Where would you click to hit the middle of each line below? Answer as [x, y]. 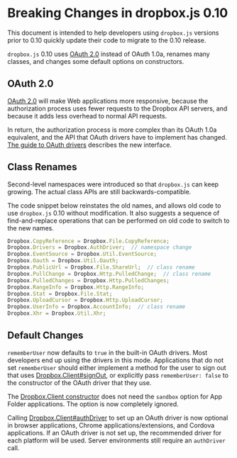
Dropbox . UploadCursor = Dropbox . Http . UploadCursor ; [85, 300]
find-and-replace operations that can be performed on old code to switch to [118, 220]
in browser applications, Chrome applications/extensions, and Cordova [111, 425]
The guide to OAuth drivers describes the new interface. [90, 145]
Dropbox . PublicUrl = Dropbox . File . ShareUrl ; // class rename [101, 267]
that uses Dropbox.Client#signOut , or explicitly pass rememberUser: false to [118, 375]
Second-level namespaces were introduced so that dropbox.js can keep [113, 184]
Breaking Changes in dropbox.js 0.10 [118, 13]
